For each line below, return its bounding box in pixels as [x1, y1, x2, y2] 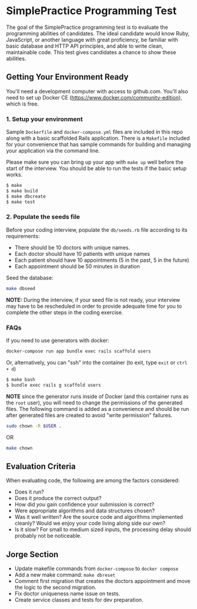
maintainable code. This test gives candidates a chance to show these [6, 48, 176, 55]
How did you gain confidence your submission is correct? [14, 501, 155, 508]
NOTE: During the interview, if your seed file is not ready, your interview [6, 296, 181, 303]
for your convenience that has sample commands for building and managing [6, 141, 191, 148]
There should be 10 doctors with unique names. [14, 243, 131, 251]
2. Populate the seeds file [6, 213, 81, 221]
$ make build [6, 187, 38, 194]
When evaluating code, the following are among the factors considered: [6, 477, 180, 484]
